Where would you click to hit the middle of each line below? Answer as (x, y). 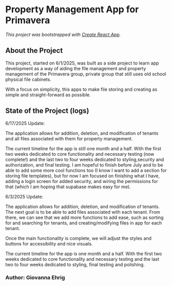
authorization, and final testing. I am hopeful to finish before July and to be (84, 165)
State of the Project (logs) (47, 111)
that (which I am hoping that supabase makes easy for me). (68, 187)
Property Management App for (72, 9)
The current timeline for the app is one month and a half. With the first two (84, 253)
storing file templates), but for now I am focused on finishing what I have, (83, 176)
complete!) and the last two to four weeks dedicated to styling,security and (85, 159)
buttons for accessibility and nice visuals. (49, 243)
